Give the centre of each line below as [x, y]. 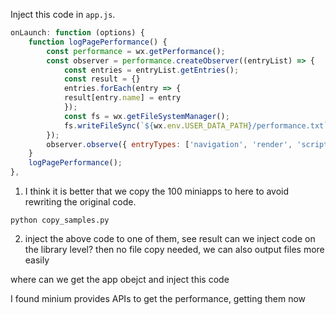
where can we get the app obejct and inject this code [120, 279]
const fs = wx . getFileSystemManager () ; [146, 116]
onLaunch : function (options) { [77, 33]
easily [37, 260]
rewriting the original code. [80, 202]
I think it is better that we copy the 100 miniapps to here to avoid [157, 191]
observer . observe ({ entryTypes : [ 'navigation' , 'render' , [169, 144]
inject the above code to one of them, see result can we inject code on [170, 238]
